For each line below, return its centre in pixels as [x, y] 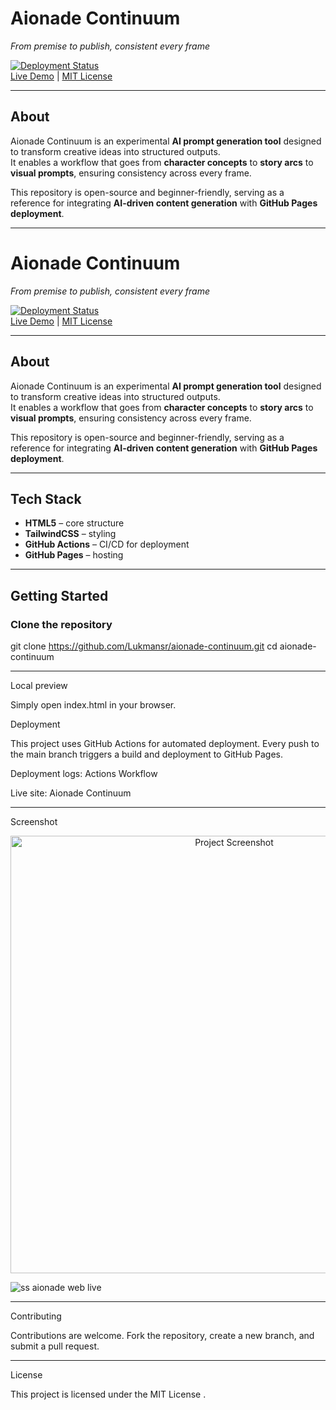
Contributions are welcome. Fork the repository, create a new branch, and [162, 1335]
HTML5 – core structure [74, 523]
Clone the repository [61, 624]
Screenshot [34, 821]
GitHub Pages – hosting [74, 555]
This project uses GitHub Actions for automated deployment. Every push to [165, 743]
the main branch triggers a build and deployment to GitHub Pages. [147, 754]
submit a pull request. [55, 1346]
